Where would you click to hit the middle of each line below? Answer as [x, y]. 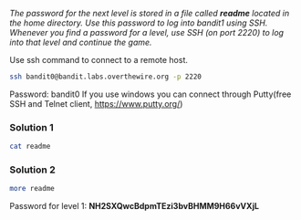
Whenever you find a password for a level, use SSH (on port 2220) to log [147, 32]
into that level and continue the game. [81, 42]
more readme [32, 189]
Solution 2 [33, 170]
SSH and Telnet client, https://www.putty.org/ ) [96, 103]
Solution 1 [31, 127]
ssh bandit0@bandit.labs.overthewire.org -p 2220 [106, 77]
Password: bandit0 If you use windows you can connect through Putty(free [150, 94]
